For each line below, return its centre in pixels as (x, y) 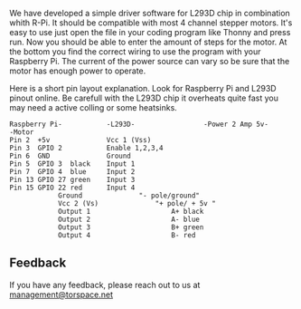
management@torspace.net (61, 295)
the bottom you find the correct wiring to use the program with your (135, 52)
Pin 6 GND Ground (70, 156)
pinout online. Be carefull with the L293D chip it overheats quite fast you (144, 98)
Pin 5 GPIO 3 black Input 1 (72, 164)
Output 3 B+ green (131, 227)
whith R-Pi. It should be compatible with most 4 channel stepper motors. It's (151, 23)
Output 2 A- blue (129, 219)
